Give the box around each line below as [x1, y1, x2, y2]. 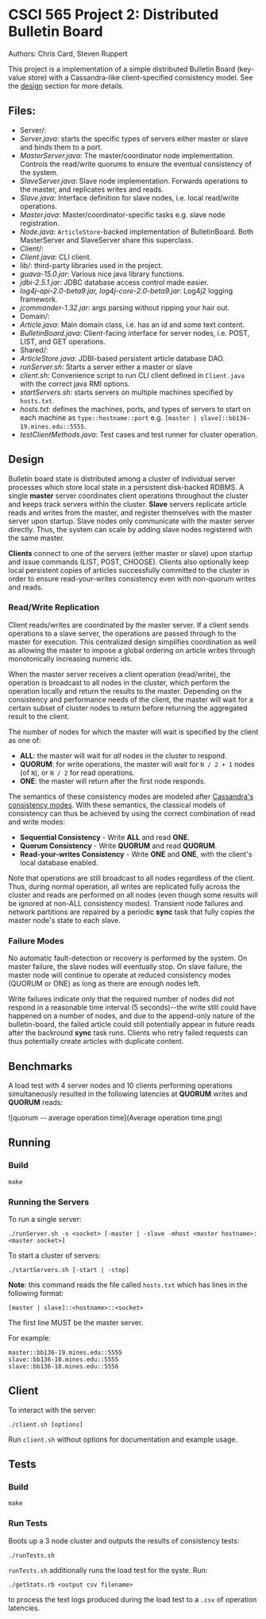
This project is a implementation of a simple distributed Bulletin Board [8, 64, 236, 73]
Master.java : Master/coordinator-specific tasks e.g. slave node [19, 209, 226, 220]
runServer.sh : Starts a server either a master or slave [19, 362, 193, 372]
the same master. [8, 533, 65, 543]
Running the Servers [8, 1196, 90, 1207]
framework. [19, 294, 58, 304]
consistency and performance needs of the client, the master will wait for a [8, 695, 254, 704]
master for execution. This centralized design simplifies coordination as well [8, 636, 256, 646]
